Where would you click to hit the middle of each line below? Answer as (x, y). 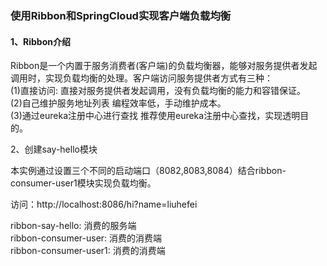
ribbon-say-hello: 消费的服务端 (73, 226)
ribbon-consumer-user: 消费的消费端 (86, 238)
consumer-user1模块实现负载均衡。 (83, 183)
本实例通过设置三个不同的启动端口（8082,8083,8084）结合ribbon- (148, 171)
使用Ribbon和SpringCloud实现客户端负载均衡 (121, 15)
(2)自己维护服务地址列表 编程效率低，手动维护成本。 (118, 103)
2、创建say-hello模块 (54, 149)
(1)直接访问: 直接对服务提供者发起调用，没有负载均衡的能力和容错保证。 (158, 91)
